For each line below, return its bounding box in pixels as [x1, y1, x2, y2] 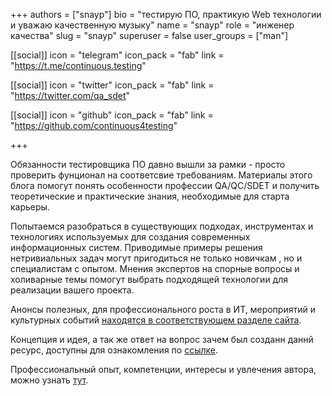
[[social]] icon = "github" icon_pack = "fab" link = [10, 109, 214, 121]
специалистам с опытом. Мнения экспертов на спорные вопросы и [10, 263, 300, 274]
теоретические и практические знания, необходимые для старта [10, 190, 290, 202]
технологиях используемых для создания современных [10, 231, 251, 243]
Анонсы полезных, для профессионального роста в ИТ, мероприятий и [10, 304, 316, 315]
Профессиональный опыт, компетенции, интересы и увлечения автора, [10, 364, 317, 375]
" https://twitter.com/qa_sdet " [10, 90, 131, 101]
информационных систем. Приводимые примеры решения [10, 242, 263, 253]
